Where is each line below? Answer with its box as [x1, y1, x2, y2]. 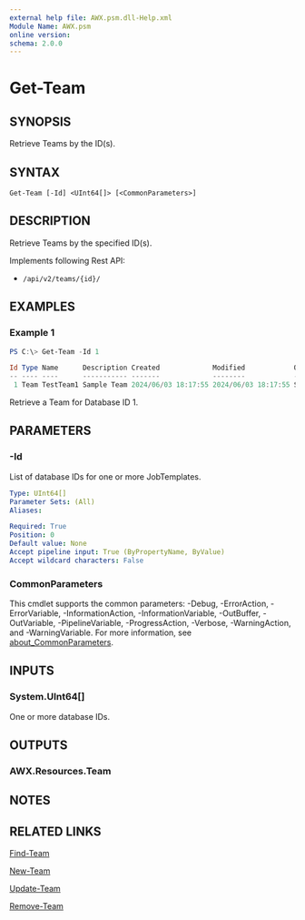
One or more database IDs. [9, 711, 111, 722]
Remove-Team [9, 901, 64, 912]
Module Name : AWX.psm [9, 22, 92, 31]
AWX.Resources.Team [9, 765, 112, 778]
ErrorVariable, [9, 608, 62, 619]
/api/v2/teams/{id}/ [22, 274, 101, 283]
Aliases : [9, 506, 43, 515]
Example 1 [9, 327, 55, 339]
